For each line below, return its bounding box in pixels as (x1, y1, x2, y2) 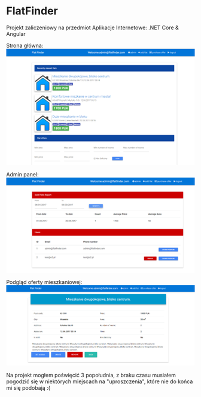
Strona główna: (6, 42, 44, 49)
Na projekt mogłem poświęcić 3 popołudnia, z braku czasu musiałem (6, 372, 176, 379)
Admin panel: (6, 170, 39, 178)
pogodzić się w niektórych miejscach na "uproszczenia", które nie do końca (6, 378, 193, 385)
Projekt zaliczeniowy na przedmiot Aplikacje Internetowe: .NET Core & (6, 24, 179, 31)
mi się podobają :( (6, 384, 51, 392)
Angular (6, 30, 26, 37)
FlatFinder (6, 4, 58, 18)
